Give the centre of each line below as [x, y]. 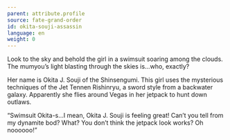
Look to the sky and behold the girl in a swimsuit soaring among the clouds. [115, 59]
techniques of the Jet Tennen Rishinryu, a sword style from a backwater [110, 87]
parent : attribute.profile [46, 14]
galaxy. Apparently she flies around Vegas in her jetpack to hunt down [107, 95]
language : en [26, 33]
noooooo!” [22, 130]
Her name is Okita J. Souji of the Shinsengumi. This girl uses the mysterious [115, 80]
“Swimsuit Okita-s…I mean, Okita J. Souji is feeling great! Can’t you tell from [115, 116]
